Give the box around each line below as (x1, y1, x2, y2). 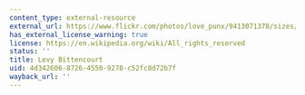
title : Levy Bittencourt (9, 55, 103, 64)
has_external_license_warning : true (9, 30, 148, 39)
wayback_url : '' (9, 72, 71, 81)
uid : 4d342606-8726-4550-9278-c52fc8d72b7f (9, 64, 177, 73)
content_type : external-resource (9, 13, 136, 23)
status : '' (9, 47, 51, 56)
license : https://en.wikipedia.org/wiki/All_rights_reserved (9, 38, 246, 48)
